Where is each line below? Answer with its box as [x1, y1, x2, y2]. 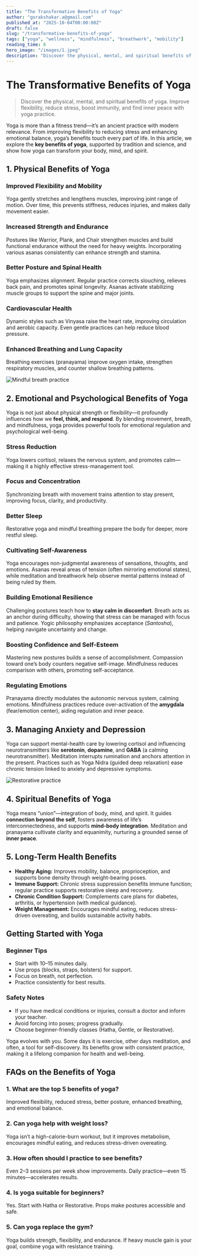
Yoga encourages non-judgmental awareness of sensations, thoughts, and [6, 560, 188, 567]
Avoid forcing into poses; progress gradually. [14, 1019, 124, 1027]
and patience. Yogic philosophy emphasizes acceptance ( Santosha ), [6, 619, 174, 626]
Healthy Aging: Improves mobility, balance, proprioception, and [14, 868, 170, 875]
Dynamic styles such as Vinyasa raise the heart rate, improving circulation [6, 318, 186, 325]
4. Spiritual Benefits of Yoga [6, 794, 111, 804]
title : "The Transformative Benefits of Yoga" [6, 8, 123, 15]
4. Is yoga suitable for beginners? [6, 1188, 105, 1196]
